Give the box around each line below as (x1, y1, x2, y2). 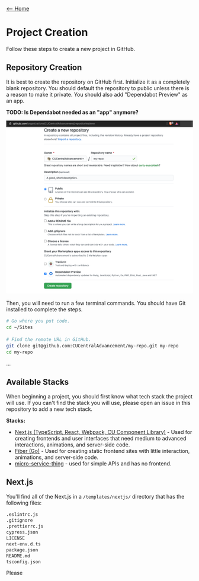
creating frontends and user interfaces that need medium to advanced (14, 435, 187, 442)
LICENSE (6, 535, 25, 541)
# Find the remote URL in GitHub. (6, 337, 92, 343)
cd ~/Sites (6, 324, 33, 330)
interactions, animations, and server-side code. (14, 441, 130, 448)
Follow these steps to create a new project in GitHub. (6, 45, 136, 52)
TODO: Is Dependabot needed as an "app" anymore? (6, 108, 139, 116)
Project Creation (6, 26, 88, 39)
